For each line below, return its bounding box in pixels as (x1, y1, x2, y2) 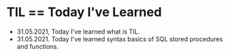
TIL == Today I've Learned (6, 4, 162, 20)
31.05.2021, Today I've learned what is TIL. (16, 27, 140, 36)
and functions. (16, 42, 59, 50)
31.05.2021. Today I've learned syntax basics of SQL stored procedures (16, 34, 224, 43)
